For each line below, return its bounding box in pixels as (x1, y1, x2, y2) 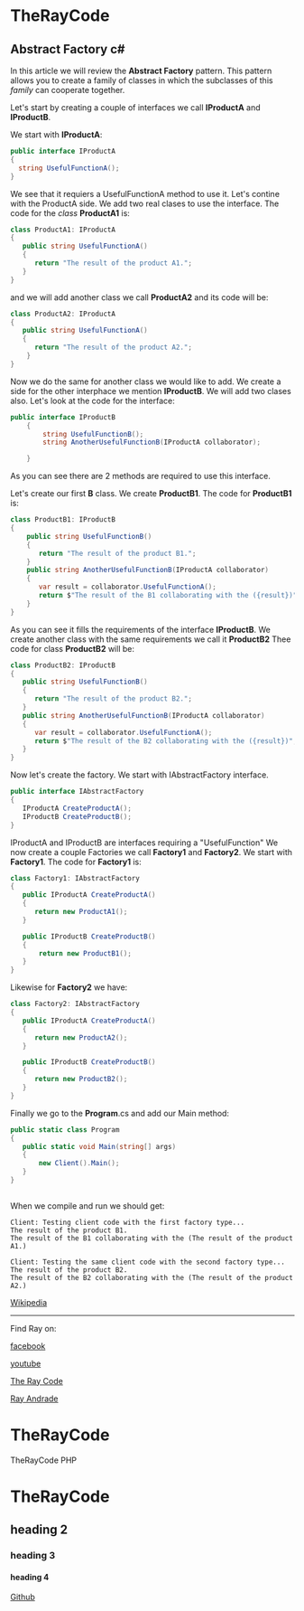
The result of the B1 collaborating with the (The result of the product (10, 1233, 294, 1243)
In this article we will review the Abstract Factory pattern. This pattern (10, 65, 272, 76)
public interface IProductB (10, 412, 116, 421)
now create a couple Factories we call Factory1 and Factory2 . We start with (10, 846, 292, 857)
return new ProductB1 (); (38, 948, 132, 958)
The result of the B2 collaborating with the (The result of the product (10, 1273, 294, 1282)
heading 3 (10, 1550, 56, 1562)
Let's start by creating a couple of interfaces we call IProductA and (10, 102, 261, 113)
